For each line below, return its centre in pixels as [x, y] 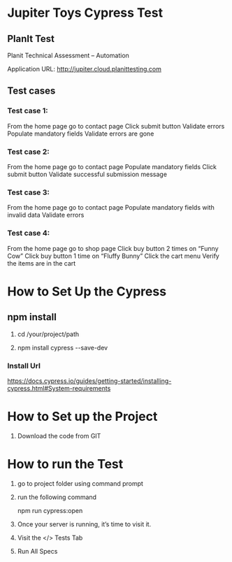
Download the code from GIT [59, 435]
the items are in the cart [42, 263]
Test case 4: [29, 233]
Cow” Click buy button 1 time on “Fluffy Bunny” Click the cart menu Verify [114, 256]
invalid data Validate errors [46, 215]
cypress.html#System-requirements [59, 388]
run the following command [57, 497]
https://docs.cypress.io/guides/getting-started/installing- [89, 381]
